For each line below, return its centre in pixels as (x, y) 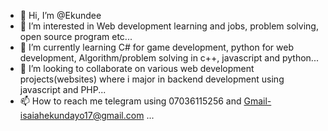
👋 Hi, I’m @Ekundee (60, 15)
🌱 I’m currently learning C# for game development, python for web (157, 47)
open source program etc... (76, 36)
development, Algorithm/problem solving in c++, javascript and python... (169, 58)
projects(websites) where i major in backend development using (152, 79)
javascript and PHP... (63, 89)
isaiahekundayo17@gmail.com (82, 115)
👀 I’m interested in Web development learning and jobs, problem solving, (169, 26)
